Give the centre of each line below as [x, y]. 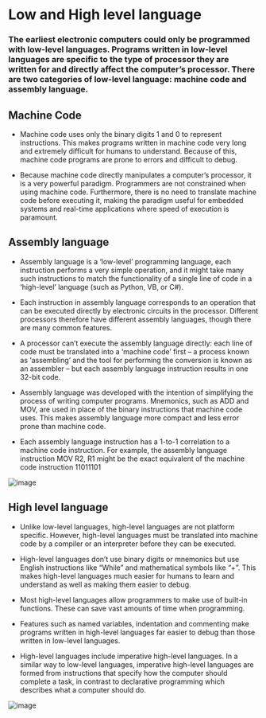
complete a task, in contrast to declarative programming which [122, 681]
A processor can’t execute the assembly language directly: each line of [136, 343]
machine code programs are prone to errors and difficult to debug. [129, 159]
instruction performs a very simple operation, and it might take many [132, 270]
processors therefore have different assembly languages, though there [135, 319]
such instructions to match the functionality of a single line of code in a [136, 278]
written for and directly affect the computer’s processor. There [132, 69]
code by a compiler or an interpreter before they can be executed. [128, 544]
